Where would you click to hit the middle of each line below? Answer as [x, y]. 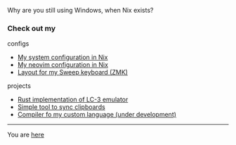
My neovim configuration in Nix [63, 65]
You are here [26, 135]
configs [18, 44]
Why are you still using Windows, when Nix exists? [80, 10]
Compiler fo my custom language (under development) [97, 115]
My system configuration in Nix [63, 57]
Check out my [32, 28]
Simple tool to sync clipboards [61, 107]
